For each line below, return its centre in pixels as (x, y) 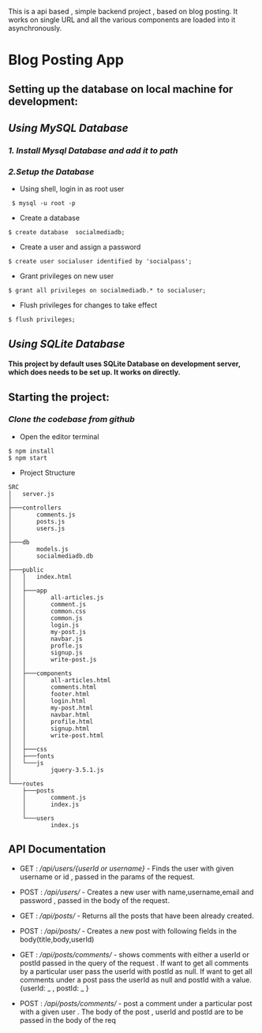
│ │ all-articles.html (60, 680)
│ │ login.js (44, 625)
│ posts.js (37, 521)
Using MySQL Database (68, 128)
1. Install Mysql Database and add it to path (93, 151)
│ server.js (32, 494)
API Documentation (57, 850)
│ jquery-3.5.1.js (56, 770)
